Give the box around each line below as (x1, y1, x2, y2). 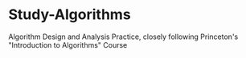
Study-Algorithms (8, 6, 131, 24)
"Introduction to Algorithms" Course (8, 40, 128, 49)
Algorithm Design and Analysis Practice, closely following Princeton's (8, 32, 239, 41)
